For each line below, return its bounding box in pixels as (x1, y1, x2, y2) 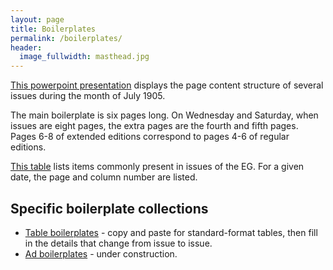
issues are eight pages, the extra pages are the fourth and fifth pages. (10, 120, 299, 132)
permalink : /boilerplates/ (10, 33, 123, 43)
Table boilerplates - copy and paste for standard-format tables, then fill (24, 226, 318, 238)
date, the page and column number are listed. (10, 171, 198, 183)
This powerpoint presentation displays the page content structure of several (10, 79, 324, 91)
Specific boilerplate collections (10, 200, 209, 217)
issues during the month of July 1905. (10, 90, 166, 102)
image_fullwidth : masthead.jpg (19, 52, 150, 62)
